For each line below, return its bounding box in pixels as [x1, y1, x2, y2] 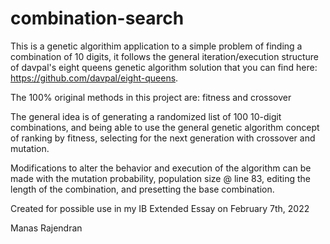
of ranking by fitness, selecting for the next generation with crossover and [10, 132, 316, 144]
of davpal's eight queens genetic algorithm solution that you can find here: [10, 61, 318, 73]
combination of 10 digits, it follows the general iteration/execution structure [10, 50, 320, 62]
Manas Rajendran [10, 222, 83, 234]
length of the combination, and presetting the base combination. [10, 183, 275, 195]
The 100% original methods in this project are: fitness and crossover [10, 91, 292, 103]
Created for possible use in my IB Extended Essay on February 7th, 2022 [10, 202, 310, 214]
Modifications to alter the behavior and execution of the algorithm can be [10, 162, 312, 174]
